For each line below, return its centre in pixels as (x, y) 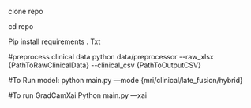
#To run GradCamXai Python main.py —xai (78, 95)
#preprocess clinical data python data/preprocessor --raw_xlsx (111, 57)
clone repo (26, 11)
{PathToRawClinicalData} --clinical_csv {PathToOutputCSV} (105, 65)
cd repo (21, 26)
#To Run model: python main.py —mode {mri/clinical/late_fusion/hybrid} (126, 80)
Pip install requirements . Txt (54, 41)
